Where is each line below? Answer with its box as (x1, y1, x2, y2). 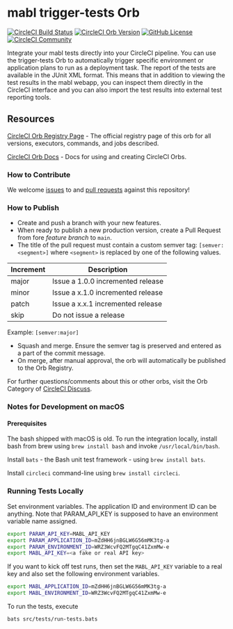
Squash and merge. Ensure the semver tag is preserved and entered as (17, 342, 222, 350)
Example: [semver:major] (7, 328, 79, 336)
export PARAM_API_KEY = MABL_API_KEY (7, 530, 111, 537)
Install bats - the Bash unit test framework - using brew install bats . (7, 455, 206, 464)
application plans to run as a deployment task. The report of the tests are (7, 63, 216, 72)
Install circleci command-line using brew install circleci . (7, 469, 181, 477)
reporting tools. (7, 92, 51, 101)
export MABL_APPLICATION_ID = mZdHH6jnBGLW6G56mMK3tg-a (7, 583, 167, 590)
